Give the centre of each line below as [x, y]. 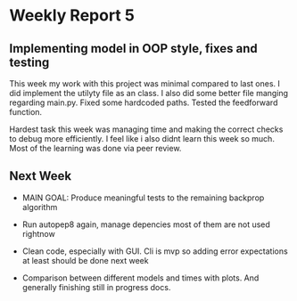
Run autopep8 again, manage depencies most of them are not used [146, 224]
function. [26, 112]
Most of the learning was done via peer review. [95, 148]
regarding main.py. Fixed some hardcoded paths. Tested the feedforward [144, 102]
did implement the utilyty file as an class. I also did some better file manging [148, 93]
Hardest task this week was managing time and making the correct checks [146, 129]
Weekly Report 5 [72, 16]
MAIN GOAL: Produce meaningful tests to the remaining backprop [143, 198]
